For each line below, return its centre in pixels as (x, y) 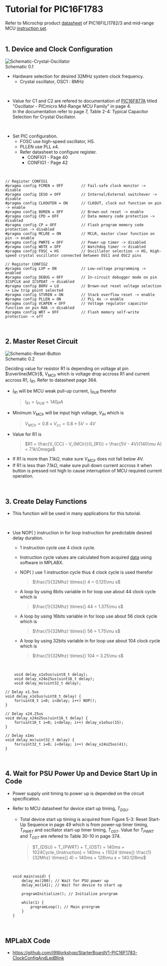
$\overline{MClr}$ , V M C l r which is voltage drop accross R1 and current (78, 374)
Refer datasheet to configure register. (58, 152)
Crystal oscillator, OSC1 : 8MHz (52, 81)
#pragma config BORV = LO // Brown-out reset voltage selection (83, 286)
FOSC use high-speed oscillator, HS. (57, 141)
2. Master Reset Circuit (42, 342)
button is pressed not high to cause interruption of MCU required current (87, 471)
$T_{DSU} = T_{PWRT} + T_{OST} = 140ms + (78, 847)
